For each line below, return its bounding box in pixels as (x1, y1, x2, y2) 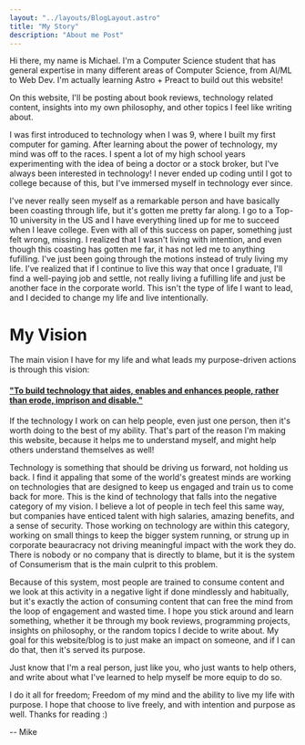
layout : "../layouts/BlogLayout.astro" (9, 13, 161, 23)
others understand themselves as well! (9, 444, 155, 455)
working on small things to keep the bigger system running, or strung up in (9, 530, 290, 541)
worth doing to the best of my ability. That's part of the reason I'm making (9, 425, 287, 436)
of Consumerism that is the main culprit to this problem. (9, 558, 219, 570)
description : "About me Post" (9, 30, 125, 39)
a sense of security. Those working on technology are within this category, (9, 520, 290, 531)
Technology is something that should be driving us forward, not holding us (9, 461, 289, 472)
